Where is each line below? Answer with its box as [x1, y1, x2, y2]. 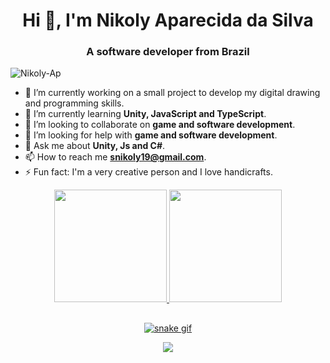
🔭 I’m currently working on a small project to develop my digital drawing [24, 87, 321, 99]
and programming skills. [24, 97, 125, 109]
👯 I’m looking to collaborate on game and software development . [24, 119, 296, 131]
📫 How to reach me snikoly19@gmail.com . [24, 151, 207, 163]
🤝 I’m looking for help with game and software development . [24, 129, 278, 141]
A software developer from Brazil [86, 45, 250, 59]
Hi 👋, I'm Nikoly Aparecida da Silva [22, 9, 314, 32]
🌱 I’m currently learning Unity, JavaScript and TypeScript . [24, 108, 267, 120]
